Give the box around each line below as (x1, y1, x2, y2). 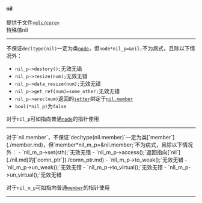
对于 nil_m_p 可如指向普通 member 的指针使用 (6, 184, 110, 192)
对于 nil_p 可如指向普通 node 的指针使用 (6, 115, 99, 123)
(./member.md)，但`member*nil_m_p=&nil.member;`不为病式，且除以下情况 (6, 141, 194, 148)
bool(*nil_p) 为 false (14, 103, 67, 110)
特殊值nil (6, 26, 28, 34)
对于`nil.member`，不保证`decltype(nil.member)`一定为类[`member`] (6, 134, 175, 141)
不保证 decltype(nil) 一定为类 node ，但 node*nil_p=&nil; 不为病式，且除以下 (6, 45, 191, 52)
